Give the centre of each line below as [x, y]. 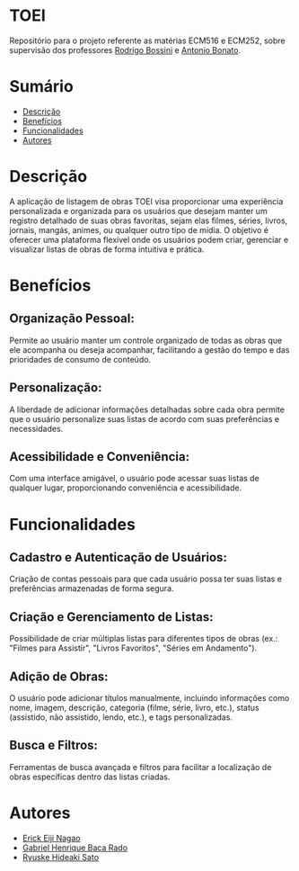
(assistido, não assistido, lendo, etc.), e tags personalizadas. [121, 717]
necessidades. [36, 428]
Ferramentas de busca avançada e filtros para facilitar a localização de [141, 767]
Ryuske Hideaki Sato [61, 857]
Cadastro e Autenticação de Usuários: [118, 557]
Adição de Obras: [59, 676]
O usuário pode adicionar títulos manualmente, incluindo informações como [149, 698]
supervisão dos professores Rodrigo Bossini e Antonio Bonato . [125, 49]
